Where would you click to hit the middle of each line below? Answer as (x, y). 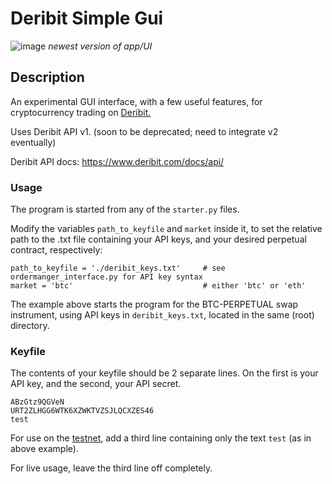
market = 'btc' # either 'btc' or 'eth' (158, 286)
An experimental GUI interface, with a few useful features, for (136, 101)
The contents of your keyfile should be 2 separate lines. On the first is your (164, 373)
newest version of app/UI (100, 46)
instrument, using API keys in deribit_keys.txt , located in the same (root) (162, 315)
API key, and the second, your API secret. (96, 384)
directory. (30, 326)
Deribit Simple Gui (87, 18)
